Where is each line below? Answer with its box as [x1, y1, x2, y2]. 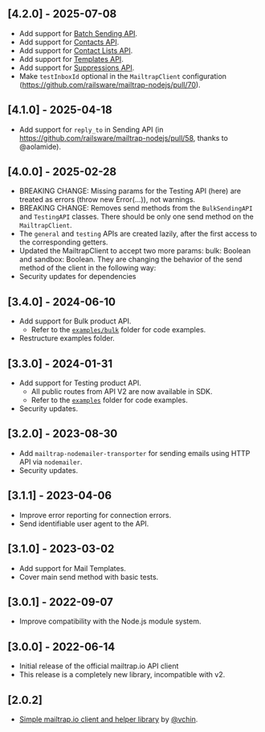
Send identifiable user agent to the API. [18, 519, 149, 528]
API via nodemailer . [18, 457, 83, 467]
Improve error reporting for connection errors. [18, 510, 172, 520]
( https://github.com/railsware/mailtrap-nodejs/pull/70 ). [18, 80, 202, 89]
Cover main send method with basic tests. [18, 572, 159, 582]
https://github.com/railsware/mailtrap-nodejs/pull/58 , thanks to [18, 133, 228, 142]
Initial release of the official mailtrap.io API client [18, 661, 179, 671]
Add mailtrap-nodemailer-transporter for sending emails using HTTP [18, 448, 251, 458]
